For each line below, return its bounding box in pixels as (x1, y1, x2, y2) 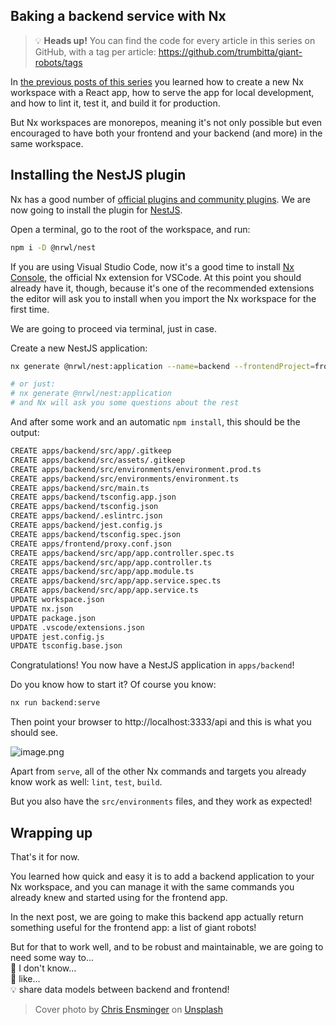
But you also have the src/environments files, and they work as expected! (10, 795, 313, 808)
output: (10, 427, 40, 438)
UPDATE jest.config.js (10, 632, 105, 642)
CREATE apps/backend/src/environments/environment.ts (10, 474, 240, 484)
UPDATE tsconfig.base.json (10, 641, 123, 651)
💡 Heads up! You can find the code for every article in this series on (34, 34, 316, 46)
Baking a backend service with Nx (10, 8, 227, 25)
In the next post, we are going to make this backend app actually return (10, 910, 304, 923)
